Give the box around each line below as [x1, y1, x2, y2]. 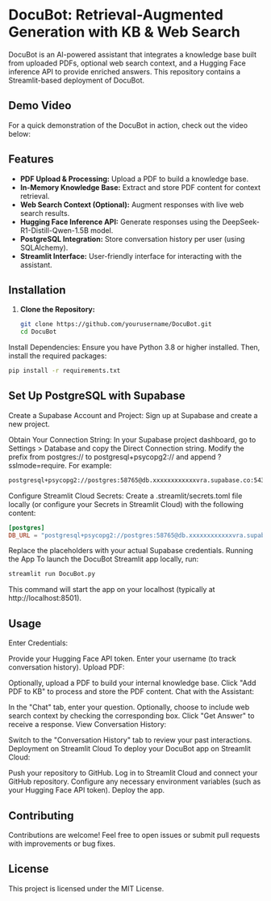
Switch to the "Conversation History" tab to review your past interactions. [8, 735, 252, 745]
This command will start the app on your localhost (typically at [8, 585, 215, 594]
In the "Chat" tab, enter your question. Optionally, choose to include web [8, 702, 250, 713]
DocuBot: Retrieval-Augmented [8, 6, 224, 24]
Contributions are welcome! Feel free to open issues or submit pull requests [8, 830, 261, 840]
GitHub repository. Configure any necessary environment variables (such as [8, 776, 261, 786]
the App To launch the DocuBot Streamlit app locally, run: [8, 554, 199, 564]
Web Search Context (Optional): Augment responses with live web [19, 200, 244, 209]
